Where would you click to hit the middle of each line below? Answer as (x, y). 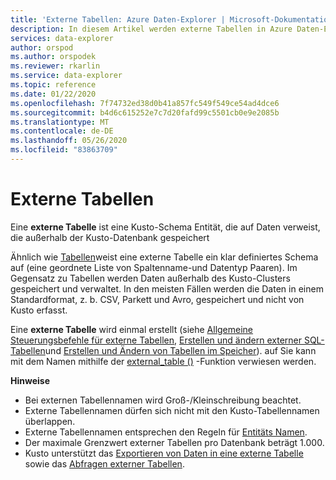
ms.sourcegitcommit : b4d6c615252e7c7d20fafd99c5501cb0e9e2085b (145, 112)
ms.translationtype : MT (60, 122)
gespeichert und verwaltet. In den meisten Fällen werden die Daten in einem (167, 288)
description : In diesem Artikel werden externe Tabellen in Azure (151, 29)
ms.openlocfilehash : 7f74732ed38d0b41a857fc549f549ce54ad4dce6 (145, 103)
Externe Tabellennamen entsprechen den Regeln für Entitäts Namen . (166, 432)
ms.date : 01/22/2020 (53, 94)
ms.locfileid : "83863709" (64, 150)
